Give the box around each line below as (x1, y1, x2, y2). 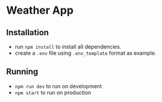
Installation (6, 27, 49, 38)
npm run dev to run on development (14, 82, 102, 89)
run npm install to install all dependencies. (14, 43, 121, 50)
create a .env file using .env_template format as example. (14, 50, 157, 57)
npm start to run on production (14, 89, 91, 96)
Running (6, 67, 39, 77)
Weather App (6, 4, 74, 17)
